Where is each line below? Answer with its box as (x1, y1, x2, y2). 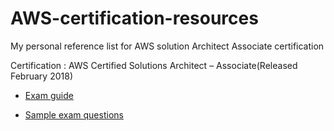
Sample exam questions (24, 108, 124, 121)
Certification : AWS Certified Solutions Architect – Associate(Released (10, 59, 298, 71)
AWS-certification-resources (10, 7, 259, 30)
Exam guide (24, 89, 74, 101)
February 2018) (10, 70, 73, 82)
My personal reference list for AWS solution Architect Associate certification (10, 40, 325, 52)
